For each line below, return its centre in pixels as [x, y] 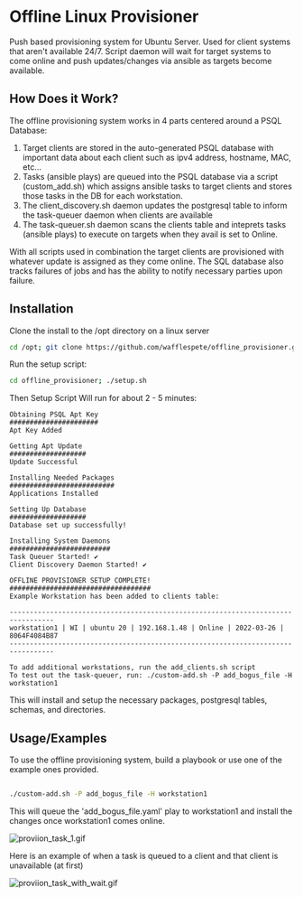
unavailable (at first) [46, 865]
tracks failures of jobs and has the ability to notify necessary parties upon [146, 271]
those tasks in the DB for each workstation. [102, 195]
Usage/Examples [58, 738]
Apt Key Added [36, 431]
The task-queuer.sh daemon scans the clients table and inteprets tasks [154, 224]
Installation [41, 309]
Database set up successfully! [68, 526]
